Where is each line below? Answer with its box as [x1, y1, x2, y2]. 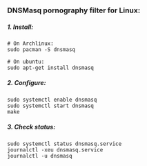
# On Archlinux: [7, 40, 54, 47]
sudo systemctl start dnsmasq [7, 102, 95, 109]
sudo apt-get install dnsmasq [7, 64, 95, 71]
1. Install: [7, 23, 34, 31]
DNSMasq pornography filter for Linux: [7, 6, 141, 15]
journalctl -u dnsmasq [7, 152, 72, 159]
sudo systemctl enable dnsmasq [7, 96, 97, 103]
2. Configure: [7, 79, 46, 87]
